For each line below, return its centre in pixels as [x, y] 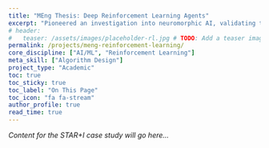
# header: [25, 30]
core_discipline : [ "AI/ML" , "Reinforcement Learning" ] [102, 53]
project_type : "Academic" [51, 68]
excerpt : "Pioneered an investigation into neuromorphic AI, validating [132, 23]
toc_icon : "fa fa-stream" [51, 98]
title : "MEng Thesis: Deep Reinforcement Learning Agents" [109, 16]
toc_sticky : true [37, 82]
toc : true [25, 75]
